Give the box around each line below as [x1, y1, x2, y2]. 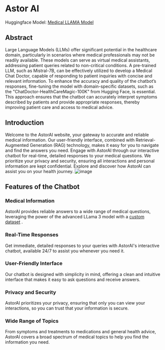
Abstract [5, 34, 33, 42]
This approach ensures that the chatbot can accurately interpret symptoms [5, 94, 158, 100]
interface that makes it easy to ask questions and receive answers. [5, 277, 140, 282]
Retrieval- [135, 137, 156, 143]
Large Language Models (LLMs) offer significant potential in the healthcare [5, 46, 157, 52]
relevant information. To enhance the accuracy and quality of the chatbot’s [5, 78, 157, 84]
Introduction [5, 119, 44, 127]
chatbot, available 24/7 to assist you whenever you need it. [5, 247, 125, 254]
